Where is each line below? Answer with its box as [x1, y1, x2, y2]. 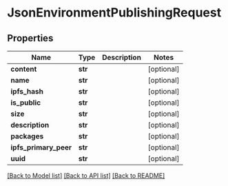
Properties [7, 32, 54, 44]
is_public [10, 98, 41, 107]
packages [10, 132, 44, 141]
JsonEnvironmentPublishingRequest [7, 5, 222, 21]
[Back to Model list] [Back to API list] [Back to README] [7, 172, 165, 180]
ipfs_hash [10, 87, 43, 96]
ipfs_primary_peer [10, 143, 72, 152]
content [10, 64, 37, 74]
